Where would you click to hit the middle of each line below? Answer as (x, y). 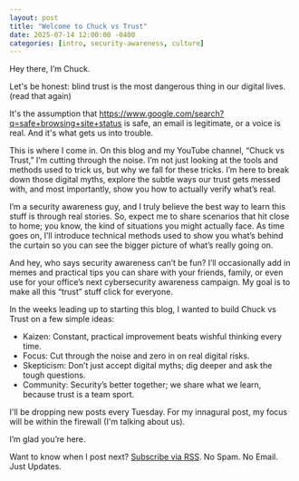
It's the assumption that (53, 113)
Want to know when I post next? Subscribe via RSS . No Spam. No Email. (144, 457)
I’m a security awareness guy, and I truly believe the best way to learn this (148, 207)
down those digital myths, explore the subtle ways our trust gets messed (145, 180)
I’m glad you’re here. (48, 439)
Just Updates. (35, 466)
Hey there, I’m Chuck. (50, 69)
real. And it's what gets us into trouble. (82, 133)
